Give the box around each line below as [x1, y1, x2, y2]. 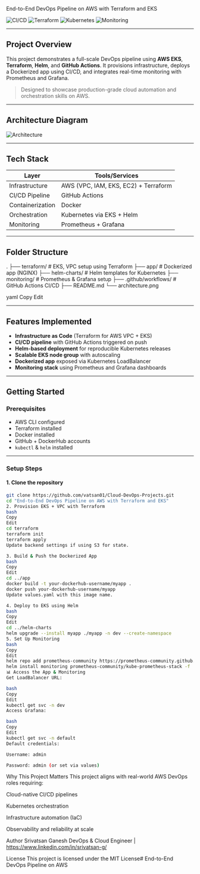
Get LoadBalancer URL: [6, 675, 62, 681]
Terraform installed [14, 424, 62, 432]
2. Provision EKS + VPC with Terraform [6, 503, 105, 509]
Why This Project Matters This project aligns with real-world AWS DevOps [6, 773, 188, 780]
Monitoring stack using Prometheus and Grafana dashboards [14, 364, 167, 371]
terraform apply [6, 537, 46, 543]
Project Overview [6, 39, 72, 50]
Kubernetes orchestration [6, 802, 69, 810]
